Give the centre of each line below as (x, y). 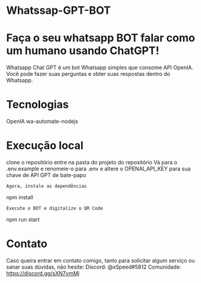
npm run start (23, 219)
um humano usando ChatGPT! (83, 51)
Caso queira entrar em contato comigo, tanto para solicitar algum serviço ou (100, 260)
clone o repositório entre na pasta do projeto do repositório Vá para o (92, 162)
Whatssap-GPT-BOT (58, 11)
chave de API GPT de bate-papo (46, 175)
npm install (20, 197)
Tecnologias (37, 104)
